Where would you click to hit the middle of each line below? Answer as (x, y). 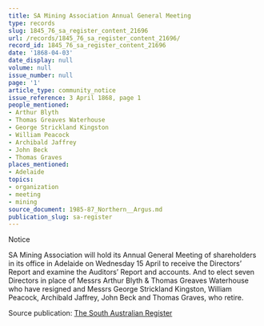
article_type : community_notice (62, 90)
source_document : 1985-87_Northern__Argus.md (85, 209)
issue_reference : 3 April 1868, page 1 (75, 98)
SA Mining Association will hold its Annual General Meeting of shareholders (132, 255)
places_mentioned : (39, 165)
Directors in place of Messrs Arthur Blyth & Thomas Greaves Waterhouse (129, 280)
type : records (32, 23)
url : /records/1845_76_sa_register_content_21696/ (94, 38)
